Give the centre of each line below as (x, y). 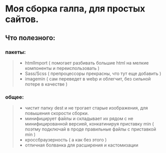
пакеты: (15, 52)
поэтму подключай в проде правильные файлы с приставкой (90, 129)
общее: (14, 97)
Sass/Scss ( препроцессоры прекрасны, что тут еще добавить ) (93, 73)
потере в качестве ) (46, 84)
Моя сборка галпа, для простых (75, 9)
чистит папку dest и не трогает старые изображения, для (86, 108)
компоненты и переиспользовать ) (62, 68)
